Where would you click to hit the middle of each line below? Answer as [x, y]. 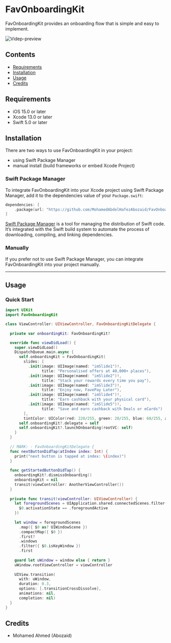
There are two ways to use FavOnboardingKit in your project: [69, 151]
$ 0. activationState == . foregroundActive [63, 508]
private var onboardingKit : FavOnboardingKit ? [60, 333]
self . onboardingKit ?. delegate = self [59, 423]
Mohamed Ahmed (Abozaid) [42, 636]
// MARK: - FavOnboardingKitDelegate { [52, 447]
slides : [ [34, 362]
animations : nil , [37, 594]
